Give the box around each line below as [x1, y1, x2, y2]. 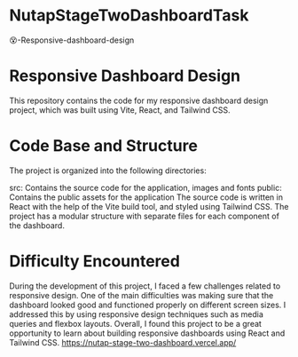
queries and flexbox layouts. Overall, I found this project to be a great [9, 318, 262, 329]
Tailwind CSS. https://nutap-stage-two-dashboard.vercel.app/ [9, 337, 237, 347]
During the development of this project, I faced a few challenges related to [9, 281, 281, 291]
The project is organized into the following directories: [9, 165, 207, 176]
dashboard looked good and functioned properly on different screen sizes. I [9, 299, 286, 310]
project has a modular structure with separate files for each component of [9, 210, 279, 221]
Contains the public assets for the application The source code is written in [9, 192, 284, 202]
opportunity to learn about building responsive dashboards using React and [9, 328, 286, 338]
